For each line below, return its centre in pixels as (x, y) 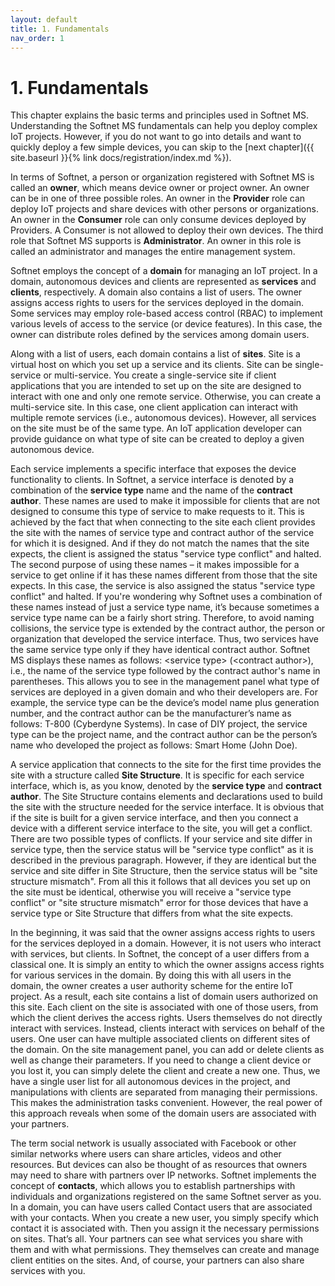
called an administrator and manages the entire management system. (153, 252)
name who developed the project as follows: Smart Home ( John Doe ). (154, 745)
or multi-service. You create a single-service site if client (160, 375)
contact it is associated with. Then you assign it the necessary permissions (165, 1228)
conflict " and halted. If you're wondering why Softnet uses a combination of (166, 597)
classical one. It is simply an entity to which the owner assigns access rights (167, 965)
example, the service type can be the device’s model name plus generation (165, 703)
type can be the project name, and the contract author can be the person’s (164, 735)
